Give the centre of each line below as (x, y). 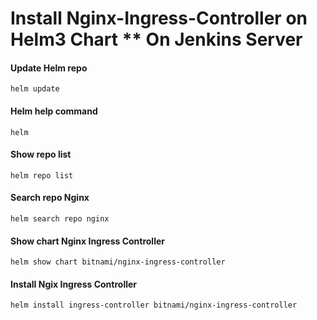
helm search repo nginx (60, 219)
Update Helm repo (49, 68)
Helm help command (54, 111)
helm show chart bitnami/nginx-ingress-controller (118, 262)
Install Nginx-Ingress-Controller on (159, 18)
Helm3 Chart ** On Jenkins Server (156, 39)
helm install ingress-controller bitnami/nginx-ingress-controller (154, 305)
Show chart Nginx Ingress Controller (88, 241)
